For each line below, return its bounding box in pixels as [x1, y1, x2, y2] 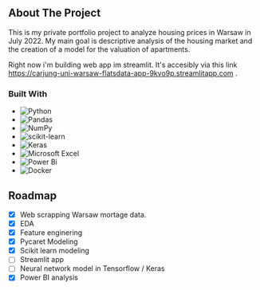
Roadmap [8, 189, 57, 202]
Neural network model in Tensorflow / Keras [19, 264, 165, 273]
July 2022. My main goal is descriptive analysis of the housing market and [8, 36, 253, 45]
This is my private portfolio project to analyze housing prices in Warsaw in [8, 27, 251, 37]
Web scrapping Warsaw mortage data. [19, 210, 147, 219]
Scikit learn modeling [19, 246, 90, 256]
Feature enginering [19, 228, 83, 237]
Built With [8, 88, 48, 99]
